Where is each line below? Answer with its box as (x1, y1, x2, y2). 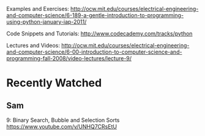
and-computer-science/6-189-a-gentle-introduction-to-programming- (6, 12, 184, 19)
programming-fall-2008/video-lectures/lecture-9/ (6, 55, 132, 62)
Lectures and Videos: (6, 42, 60, 49)
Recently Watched (6, 76, 102, 90)
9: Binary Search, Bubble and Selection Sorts (6, 116, 120, 124)
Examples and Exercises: (6, 5, 69, 12)
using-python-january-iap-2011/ (6, 18, 87, 25)
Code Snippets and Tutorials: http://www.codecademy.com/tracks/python (6, 30, 193, 37)
